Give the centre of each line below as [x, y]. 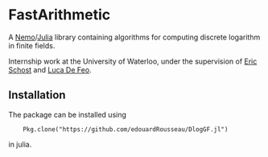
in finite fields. [32, 45]
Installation [37, 95]
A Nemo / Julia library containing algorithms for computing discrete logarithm [134, 37]
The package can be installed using [68, 114]
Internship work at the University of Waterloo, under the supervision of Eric [133, 61]
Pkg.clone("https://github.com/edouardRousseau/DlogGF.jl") [126, 129]
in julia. [20, 144]
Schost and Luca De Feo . [50, 69]
